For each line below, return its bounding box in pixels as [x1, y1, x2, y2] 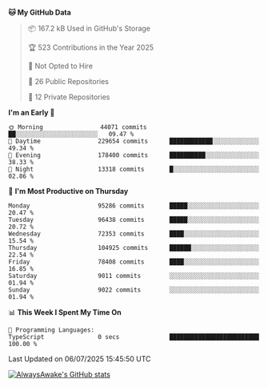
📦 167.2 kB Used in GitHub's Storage [27, 24, 150, 33]
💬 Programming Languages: [8, 326, 94, 334]
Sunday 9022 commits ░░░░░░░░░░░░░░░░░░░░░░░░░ [8, 286, 260, 294]
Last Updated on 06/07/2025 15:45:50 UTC [8, 354, 151, 364]
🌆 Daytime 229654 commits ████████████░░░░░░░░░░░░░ [8, 137, 260, 145]
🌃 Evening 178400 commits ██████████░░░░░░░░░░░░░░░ [8, 151, 260, 159]
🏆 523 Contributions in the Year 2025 [27, 42, 154, 52]
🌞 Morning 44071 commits [8, 123, 147, 131]
